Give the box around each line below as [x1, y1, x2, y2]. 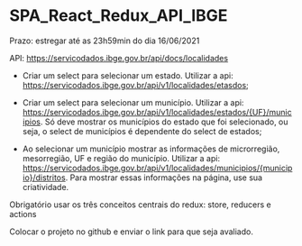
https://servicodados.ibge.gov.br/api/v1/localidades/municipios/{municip [22, 162, 293, 173]
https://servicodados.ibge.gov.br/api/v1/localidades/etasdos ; [22, 79, 250, 90]
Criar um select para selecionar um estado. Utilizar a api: [22, 69, 233, 81]
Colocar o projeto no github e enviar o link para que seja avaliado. [9, 226, 254, 237]
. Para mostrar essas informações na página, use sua [65, 172, 263, 183]
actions [9, 208, 37, 219]
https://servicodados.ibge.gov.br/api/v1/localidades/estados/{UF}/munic [22, 106, 292, 117]
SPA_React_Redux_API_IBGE [9, 5, 228, 26]
